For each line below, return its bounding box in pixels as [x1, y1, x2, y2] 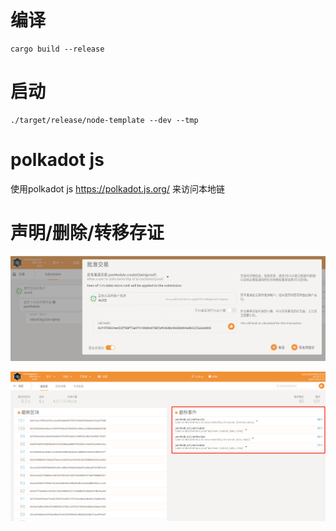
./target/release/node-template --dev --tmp [10, 115, 199, 125]
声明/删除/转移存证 [10, 222, 165, 244]
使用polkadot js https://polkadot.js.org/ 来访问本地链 [10, 182, 225, 195]
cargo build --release [10, 44, 105, 54]
